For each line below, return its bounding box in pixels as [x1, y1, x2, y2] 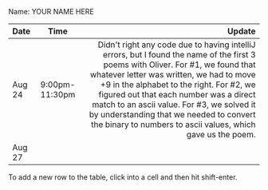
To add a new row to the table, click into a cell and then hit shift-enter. [8, 172, 238, 182]
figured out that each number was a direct [98, 89, 256, 100]
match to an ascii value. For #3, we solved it [92, 99, 256, 110]
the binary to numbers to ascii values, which [91, 119, 256, 130]
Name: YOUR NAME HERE [8, 7, 94, 16]
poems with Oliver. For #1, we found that [103, 59, 256, 70]
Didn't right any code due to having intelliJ [97, 39, 256, 50]
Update [227, 26, 256, 37]
